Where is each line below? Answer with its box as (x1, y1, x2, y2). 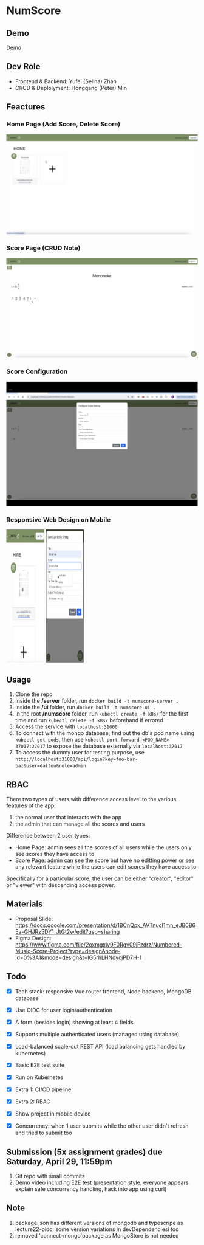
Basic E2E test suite (15, 1061, 65, 1069)
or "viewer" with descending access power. (6, 881, 115, 888)
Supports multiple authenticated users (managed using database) (15, 1030, 180, 1038)
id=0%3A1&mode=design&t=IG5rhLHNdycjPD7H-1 (15, 954, 142, 961)
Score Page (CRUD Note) (6, 244, 81, 252)
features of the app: (6, 802, 56, 809)
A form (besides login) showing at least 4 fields (15, 1018, 134, 1026)
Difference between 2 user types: (6, 832, 90, 839)
